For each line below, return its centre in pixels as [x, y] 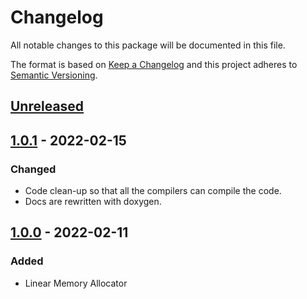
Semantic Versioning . [54, 75]
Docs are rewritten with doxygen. [93, 202]
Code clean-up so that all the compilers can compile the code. [153, 191]
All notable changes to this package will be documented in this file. [148, 45]
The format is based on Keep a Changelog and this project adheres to [154, 64]
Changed [33, 169]
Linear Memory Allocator [76, 283]
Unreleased [47, 106]
